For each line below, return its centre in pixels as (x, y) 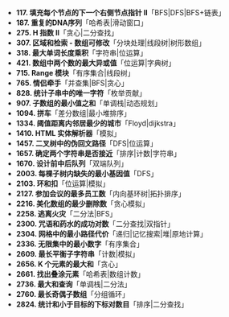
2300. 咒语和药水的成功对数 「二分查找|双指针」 (95, 224)
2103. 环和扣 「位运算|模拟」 (63, 183)
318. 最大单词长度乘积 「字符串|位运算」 (81, 53)
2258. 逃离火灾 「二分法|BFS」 (66, 214)
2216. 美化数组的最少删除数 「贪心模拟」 (82, 204)
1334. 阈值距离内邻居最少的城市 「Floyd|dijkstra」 (98, 123)
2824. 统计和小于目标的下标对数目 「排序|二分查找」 (102, 304)
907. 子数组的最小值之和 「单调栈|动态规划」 (89, 103)
